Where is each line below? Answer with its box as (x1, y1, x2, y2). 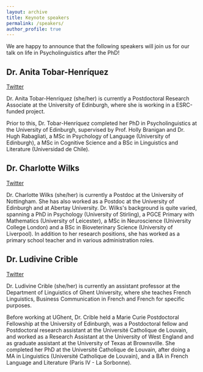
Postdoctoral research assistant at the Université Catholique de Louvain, (6, 326, 188, 334)
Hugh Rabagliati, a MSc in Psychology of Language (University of (6, 132, 171, 140)
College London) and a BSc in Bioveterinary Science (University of (6, 223, 173, 231)
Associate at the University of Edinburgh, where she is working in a (6, 101, 175, 109)
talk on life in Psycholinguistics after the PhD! (6, 49, 120, 57)
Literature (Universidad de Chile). (6, 146, 90, 153)
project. (25, 108, 46, 115)
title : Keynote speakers (6, 15, 69, 21)
